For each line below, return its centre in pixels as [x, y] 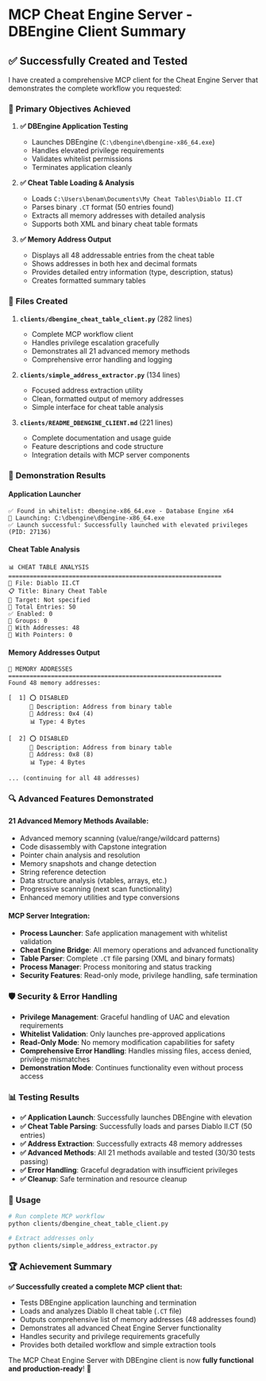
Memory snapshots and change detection [88, 864]
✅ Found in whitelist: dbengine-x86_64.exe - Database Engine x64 [121, 511]
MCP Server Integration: [49, 915]
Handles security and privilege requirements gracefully [110, 1337]
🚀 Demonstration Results [57, 475]
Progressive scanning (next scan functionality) [96, 889]
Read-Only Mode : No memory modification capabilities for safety [127, 1042]
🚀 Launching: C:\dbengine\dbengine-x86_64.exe [87, 518]
